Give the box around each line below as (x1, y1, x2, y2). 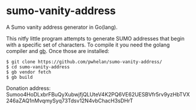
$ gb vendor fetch (6, 69, 51, 75)
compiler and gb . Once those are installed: (6, 47, 110, 54)
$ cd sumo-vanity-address (6, 64, 70, 70)
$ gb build (6, 74, 33, 80)
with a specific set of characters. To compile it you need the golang (6, 41, 170, 48)
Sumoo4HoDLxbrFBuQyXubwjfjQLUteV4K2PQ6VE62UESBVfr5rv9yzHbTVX (6, 91, 190, 98)
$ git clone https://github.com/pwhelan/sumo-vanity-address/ (6, 59, 162, 65)
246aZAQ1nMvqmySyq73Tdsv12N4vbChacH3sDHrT (6, 97, 133, 104)
